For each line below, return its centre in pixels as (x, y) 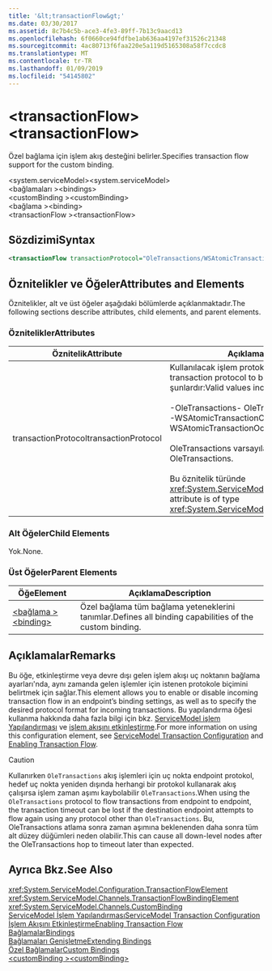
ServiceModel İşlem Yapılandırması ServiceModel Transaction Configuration (134, 915)
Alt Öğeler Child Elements (59, 534)
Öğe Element (42, 593)
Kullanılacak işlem (204, 368)
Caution (21, 760)
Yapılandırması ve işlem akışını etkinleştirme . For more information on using (133, 726)
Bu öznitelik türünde (208, 479)
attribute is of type (205, 499)
